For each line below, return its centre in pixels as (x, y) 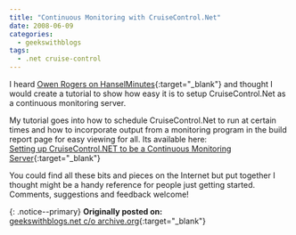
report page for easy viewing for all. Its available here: (108, 139)
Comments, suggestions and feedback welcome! (99, 194)
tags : (19, 51)
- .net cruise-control (59, 59)
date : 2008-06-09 (41, 26)
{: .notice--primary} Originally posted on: (86, 211)
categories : (31, 34)
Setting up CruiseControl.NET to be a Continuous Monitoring (120, 149)
